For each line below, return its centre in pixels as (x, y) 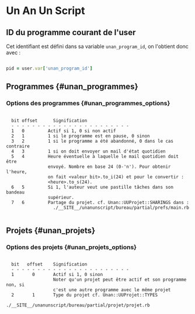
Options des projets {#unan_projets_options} (72, 247)
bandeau (15, 192)
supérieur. (61, 197)
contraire (18, 146)
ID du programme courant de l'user (71, 32)
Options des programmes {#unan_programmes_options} (88, 103)
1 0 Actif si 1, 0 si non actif (64, 131)
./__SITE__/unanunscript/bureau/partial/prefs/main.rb (121, 208)
